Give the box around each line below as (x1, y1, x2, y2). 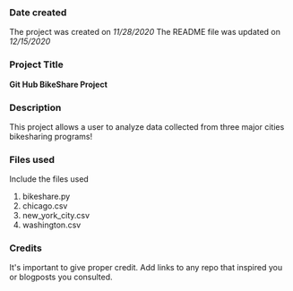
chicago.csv (22, 201, 68, 211)
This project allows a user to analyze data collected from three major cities (9, 121, 285, 132)
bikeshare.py (22, 191, 71, 202)
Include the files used (9, 174, 90, 184)
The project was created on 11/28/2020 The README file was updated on (9, 27, 280, 38)
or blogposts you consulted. (9, 271, 114, 283)
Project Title (9, 58, 65, 71)
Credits (9, 242, 42, 254)
